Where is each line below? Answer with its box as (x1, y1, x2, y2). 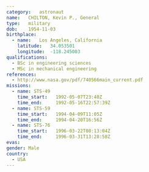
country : (6, 151, 29, 157)
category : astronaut (6, 9, 64, 15)
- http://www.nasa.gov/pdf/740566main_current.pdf (12, 77, 144, 83)
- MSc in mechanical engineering (12, 65, 97, 72)
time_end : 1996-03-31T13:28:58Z (17, 134, 111, 140)
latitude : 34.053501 (17, 43, 75, 49)
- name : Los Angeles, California (12, 37, 103, 43)
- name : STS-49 (12, 88, 51, 95)
